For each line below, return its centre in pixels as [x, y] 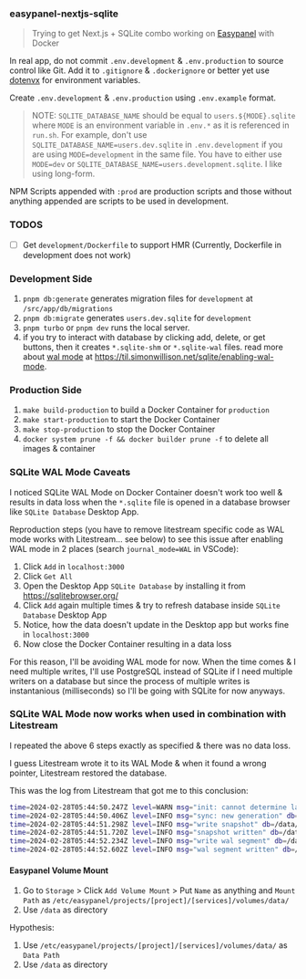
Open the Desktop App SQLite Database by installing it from [134, 586]
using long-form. [63, 174]
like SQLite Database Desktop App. [74, 511]
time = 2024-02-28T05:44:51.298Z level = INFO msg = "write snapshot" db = [142, 824]
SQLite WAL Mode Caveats [70, 473]
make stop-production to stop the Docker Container [119, 429]
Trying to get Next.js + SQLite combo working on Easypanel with [153, 34]
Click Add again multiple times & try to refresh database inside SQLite [151, 605]
